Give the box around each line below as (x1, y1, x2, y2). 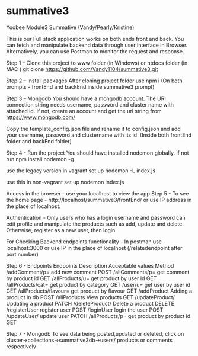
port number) (6, 251, 39, 258)
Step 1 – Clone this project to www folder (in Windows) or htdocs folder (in (6, 59, 188, 66)
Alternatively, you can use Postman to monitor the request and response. (6, 47, 184, 54)
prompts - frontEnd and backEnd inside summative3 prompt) (6, 83, 155, 90)
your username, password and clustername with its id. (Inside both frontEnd (6, 132, 191, 139)
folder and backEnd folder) (6, 137, 72, 145)
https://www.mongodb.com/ (6, 114, 75, 121)
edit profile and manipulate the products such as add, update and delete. (6, 220, 184, 227)
